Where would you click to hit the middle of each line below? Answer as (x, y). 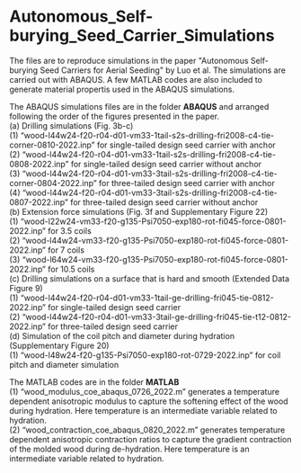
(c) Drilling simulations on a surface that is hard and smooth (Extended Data (150, 278)
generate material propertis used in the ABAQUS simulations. (122, 89)
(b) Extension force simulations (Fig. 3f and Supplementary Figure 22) (139, 211)
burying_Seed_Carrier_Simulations (142, 36)
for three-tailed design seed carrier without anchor (164, 202)
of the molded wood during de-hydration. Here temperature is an (129, 449)
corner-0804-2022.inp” (53, 183)
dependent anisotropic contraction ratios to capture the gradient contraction (150, 439)
